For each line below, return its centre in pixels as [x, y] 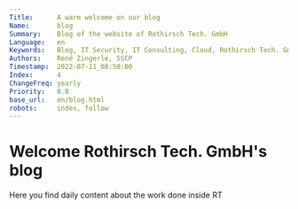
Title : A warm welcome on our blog [85, 17]
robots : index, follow [59, 108]
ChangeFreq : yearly [45, 83]
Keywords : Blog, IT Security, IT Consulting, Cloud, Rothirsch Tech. [144, 50]
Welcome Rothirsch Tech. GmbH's [138, 152]
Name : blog [41, 26]
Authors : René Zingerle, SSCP [71, 58]
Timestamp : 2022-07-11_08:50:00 [71, 67]
